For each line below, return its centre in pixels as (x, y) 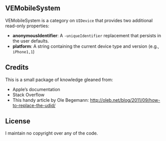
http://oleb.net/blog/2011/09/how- (125, 100)
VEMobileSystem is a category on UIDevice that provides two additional (79, 20)
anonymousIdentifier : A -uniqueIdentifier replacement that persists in (87, 35)
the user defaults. (31, 41)
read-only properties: (27, 26)
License (18, 121)
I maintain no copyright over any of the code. (52, 133)
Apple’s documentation (36, 89)
